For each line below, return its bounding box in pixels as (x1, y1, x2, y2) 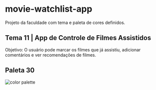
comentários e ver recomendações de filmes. (5, 52, 97, 58)
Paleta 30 (5, 66, 35, 74)
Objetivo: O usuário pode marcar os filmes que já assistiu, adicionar (5, 46, 141, 52)
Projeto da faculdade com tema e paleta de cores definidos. (5, 20, 125, 25)
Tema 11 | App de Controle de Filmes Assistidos (5, 34, 151, 42)
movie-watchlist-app (5, 3, 93, 15)
